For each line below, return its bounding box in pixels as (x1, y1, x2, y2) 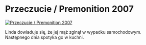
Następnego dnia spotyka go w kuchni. (5, 34, 84, 40)
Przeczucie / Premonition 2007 (5, 3, 134, 15)
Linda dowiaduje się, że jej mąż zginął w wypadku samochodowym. (5, 29, 142, 35)
